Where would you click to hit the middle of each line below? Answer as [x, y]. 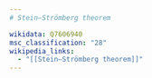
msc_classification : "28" [58, 43]
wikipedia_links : [42, 51]
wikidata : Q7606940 [46, 34]
